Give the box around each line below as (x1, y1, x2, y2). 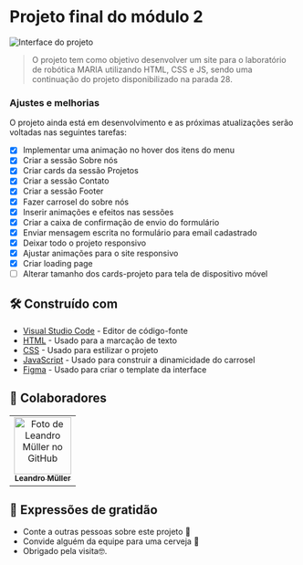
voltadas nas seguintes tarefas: (9, 127, 128, 138)
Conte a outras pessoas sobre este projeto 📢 (22, 527, 192, 538)
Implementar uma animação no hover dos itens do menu (22, 144, 235, 156)
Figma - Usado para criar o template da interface (22, 363, 207, 375)
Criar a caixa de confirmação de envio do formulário (22, 216, 220, 227)
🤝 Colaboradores (9, 391, 108, 406)
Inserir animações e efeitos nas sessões (22, 206, 174, 217)
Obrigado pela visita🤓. (22, 546, 108, 557)
